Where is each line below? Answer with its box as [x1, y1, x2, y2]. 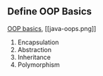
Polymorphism [17, 60, 60, 69]
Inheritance [17, 53, 51, 61]
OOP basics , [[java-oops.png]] [7, 24, 97, 32]
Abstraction [17, 45, 51, 53]
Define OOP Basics [7, 6, 92, 18]
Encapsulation [17, 38, 59, 46]
